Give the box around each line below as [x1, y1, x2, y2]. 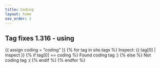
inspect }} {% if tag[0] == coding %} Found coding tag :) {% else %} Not [5, 52, 151, 58]
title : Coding [5, 7, 34, 12]
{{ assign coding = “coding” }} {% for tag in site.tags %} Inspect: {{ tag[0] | [5, 47, 156, 53]
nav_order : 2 [5, 16, 32, 21]
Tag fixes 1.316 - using [5, 34, 75, 42]
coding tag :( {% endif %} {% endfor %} [5, 57, 85, 63]
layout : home [5, 12, 32, 17]
